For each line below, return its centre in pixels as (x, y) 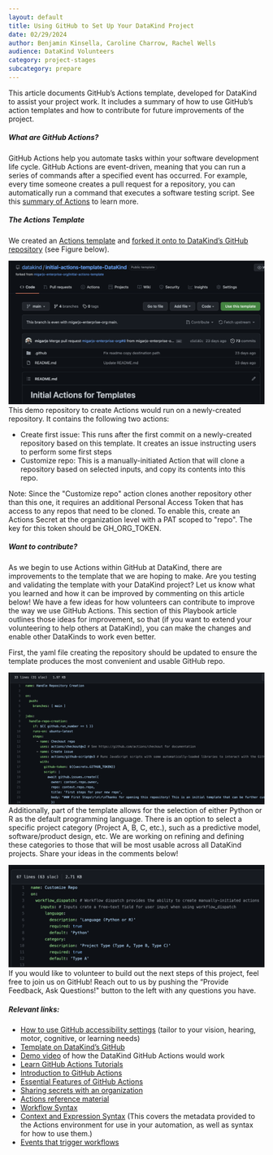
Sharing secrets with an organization (82, 1090)
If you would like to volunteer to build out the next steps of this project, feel (134, 973)
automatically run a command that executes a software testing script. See (132, 192)
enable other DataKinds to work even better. (82, 636)
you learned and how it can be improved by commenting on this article (127, 593)
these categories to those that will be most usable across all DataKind (125, 845)
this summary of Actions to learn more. (74, 201)
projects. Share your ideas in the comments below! (93, 853)
